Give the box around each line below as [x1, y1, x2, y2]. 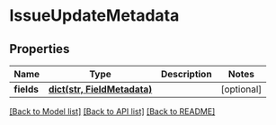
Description [160, 68, 213, 80]
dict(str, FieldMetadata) [48, 83, 153, 95]
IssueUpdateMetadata [9, 5, 180, 26]
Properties [9, 41, 70, 57]
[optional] [220, 83, 263, 95]
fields [13, 83, 39, 95]
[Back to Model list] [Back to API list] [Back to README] [9, 106, 216, 117]
